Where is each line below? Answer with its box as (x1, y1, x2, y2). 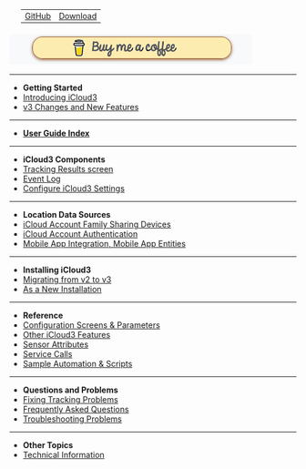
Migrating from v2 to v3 (22, 274, 112, 285)
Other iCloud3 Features (22, 330, 111, 341)
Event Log (22, 173, 61, 185)
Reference (22, 310, 64, 321)
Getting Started (22, 82, 84, 94)
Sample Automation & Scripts (22, 359, 133, 370)
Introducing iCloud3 (22, 92, 97, 103)
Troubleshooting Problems (22, 413, 123, 424)
